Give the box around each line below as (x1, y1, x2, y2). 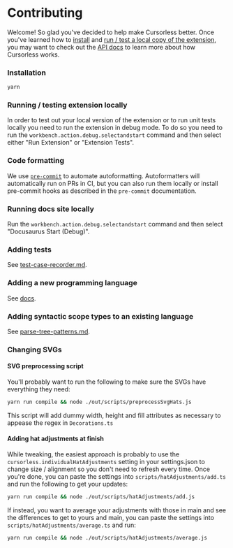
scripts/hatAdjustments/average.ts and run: (7, 521, 136, 529)
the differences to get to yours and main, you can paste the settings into (7, 513, 215, 521)
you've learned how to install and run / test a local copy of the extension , (7, 35, 216, 43)
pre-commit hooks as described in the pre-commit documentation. (7, 187, 197, 195)
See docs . (7, 294, 36, 302)
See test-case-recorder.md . (7, 261, 87, 269)
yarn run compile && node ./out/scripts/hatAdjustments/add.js (7, 493, 195, 500)
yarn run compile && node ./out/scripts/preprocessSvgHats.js (7, 398, 192, 406)
